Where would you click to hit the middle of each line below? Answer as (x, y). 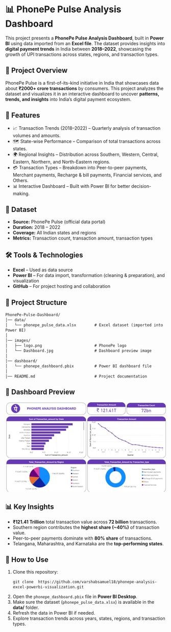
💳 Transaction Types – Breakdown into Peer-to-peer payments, (80, 167)
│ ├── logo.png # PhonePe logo (66, 346)
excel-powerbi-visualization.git (48, 587)
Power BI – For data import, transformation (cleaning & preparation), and (89, 275)
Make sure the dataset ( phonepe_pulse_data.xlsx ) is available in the (83, 602)
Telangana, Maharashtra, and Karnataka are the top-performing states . (88, 543)
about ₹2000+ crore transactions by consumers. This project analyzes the (84, 88)
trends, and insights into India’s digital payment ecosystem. (68, 99)
